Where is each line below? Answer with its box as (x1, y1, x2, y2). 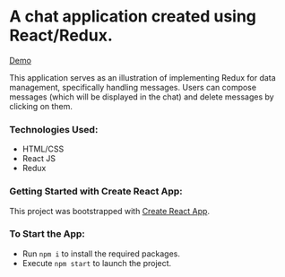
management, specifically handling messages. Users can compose (9, 82, 257, 92)
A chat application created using (9, 6, 257, 27)
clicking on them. (9, 100, 73, 111)
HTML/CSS (22, 143, 65, 154)
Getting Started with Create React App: (9, 186, 184, 198)
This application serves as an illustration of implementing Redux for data (9, 72, 276, 82)
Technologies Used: (9, 123, 99, 135)
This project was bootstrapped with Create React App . (9, 205, 211, 216)
